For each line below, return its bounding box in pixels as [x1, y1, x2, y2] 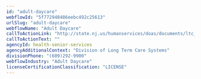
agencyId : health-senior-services [6, 42, 93, 48]
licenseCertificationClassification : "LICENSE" [6, 64, 127, 70]
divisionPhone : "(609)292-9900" [6, 53, 87, 59]
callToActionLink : [6, 31, 52, 37]
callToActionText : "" [6, 36, 60, 42]
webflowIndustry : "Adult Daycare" [6, 58, 93, 64]
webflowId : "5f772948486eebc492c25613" [6, 14, 106, 20]
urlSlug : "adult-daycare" [6, 20, 71, 26]
